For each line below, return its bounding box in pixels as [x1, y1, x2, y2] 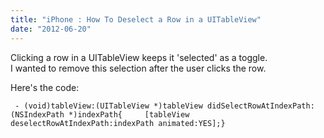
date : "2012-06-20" [10, 24, 92, 34]
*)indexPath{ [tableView [68, 109, 190, 120]
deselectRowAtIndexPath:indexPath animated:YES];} [10, 118, 226, 128]
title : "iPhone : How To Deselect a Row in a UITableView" [10, 14, 262, 25]
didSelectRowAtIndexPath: [206, 101, 315, 111]
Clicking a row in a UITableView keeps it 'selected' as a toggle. [10, 51, 268, 63]
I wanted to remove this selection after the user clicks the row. [10, 62, 267, 74]
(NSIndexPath [10, 109, 65, 120]
